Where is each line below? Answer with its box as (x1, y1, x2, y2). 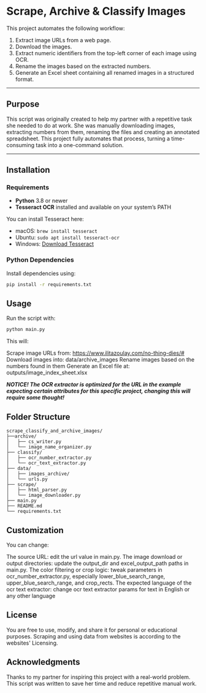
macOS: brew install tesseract (15, 227, 98, 235)
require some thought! (6, 394, 65, 401)
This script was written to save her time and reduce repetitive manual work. (6, 680, 197, 687)
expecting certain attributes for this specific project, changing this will (6, 387, 191, 395)
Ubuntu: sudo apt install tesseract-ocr (15, 234, 120, 241)
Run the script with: (6, 314, 56, 322)
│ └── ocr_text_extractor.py (6, 460, 86, 466)
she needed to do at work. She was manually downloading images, (6, 121, 176, 129)
